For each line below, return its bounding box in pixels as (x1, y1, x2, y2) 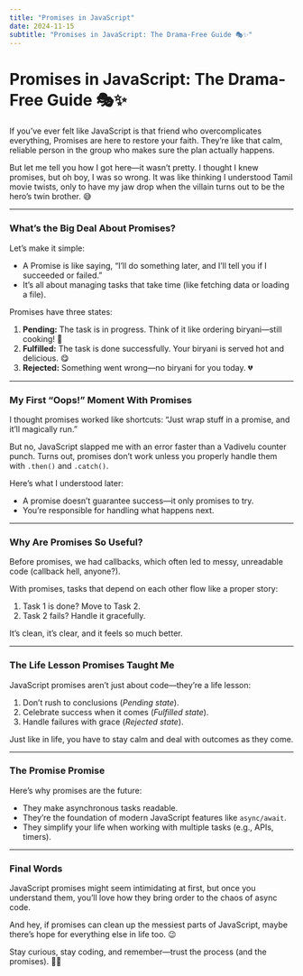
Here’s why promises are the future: (9, 785, 142, 796)
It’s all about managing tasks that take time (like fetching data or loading (22, 279, 290, 290)
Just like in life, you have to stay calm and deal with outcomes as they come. (9, 733, 294, 744)
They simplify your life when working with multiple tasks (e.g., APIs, (22, 822, 274, 833)
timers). (22, 831, 51, 842)
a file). (22, 289, 47, 299)
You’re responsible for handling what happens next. (22, 504, 215, 515)
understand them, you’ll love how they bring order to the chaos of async (9, 892, 278, 903)
